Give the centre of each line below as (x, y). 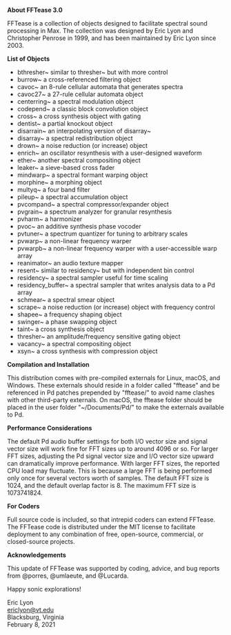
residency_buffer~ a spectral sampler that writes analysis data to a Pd (116, 285)
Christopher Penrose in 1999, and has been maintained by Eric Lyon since (112, 38)
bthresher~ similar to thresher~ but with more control (92, 72)
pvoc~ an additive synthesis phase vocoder (79, 226)
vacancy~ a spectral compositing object (74, 344)
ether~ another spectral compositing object (79, 160)
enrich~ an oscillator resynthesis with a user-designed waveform (109, 153)
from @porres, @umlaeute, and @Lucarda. (68, 576)
